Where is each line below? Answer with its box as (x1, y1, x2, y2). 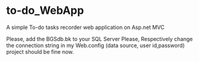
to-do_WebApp (6, 4, 84, 18)
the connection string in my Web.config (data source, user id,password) (6, 42, 185, 49)
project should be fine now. (6, 48, 74, 55)
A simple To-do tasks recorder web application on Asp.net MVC (6, 24, 165, 31)
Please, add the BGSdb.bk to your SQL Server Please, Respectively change (6, 35, 193, 42)
